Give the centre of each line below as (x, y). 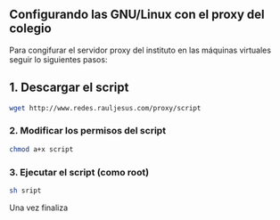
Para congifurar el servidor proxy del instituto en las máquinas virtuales (140, 50)
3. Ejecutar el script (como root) (79, 172)
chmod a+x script (41, 149)
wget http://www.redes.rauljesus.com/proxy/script (105, 108)
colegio (30, 29)
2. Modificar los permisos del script (88, 131)
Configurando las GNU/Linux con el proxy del (137, 15)
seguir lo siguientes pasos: (58, 59)
